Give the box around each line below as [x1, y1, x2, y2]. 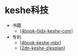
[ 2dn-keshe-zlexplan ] [19, 45, 65, 51]
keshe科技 [5, 5, 49, 16]
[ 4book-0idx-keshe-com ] [19, 28, 73, 34]
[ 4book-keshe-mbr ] [19, 39, 61, 45]
